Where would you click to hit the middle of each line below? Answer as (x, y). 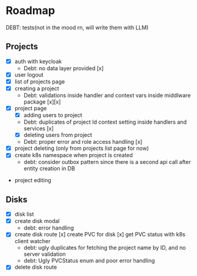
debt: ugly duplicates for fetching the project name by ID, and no (105, 248)
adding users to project (53, 115)
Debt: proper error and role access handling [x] (83, 142)
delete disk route (36, 267)
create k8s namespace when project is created (74, 155)
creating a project (37, 88)
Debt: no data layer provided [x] (64, 68)
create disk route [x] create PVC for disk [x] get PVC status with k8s (100, 235)
